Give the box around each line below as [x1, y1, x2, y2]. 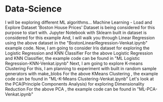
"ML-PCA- [137, 86, 158, 92]
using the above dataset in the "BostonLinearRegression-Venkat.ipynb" [5, 40, 148, 45]
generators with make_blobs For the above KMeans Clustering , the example [5, 71, 158, 76]
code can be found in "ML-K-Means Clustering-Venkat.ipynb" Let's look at [5, 76, 154, 82]
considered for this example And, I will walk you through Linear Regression [5, 35, 155, 41]
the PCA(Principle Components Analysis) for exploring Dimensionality [5, 81, 145, 87]
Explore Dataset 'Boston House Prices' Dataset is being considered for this [5, 24, 155, 30]
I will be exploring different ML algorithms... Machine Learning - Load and [5, 19, 152, 25]
